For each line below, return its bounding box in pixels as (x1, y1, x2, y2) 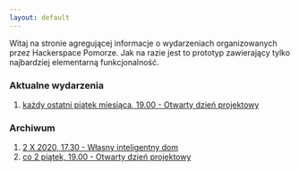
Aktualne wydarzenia (9, 79, 105, 91)
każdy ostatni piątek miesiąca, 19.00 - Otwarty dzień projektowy (21, 99, 260, 110)
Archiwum (9, 122, 56, 134)
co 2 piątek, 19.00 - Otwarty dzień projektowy (21, 151, 192, 162)
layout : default (9, 13, 70, 22)
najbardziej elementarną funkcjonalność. (9, 56, 159, 67)
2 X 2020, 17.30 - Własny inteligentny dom (21, 142, 179, 153)
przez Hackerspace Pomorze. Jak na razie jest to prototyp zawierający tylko (9, 47, 291, 58)
